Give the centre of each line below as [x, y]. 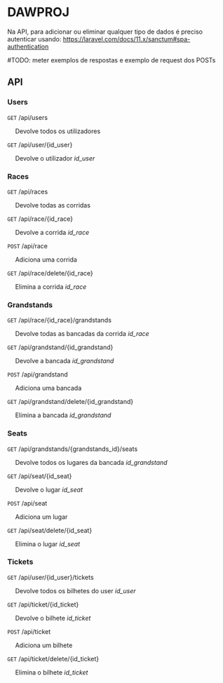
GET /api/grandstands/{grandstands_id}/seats [73, 449]
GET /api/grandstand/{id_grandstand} [60, 347]
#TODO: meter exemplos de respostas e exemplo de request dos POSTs [111, 60]
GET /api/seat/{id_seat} [40, 476]
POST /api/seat [27, 503]
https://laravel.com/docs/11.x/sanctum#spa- [127, 39]
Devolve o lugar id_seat [49, 489]
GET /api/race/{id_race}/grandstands [60, 320]
